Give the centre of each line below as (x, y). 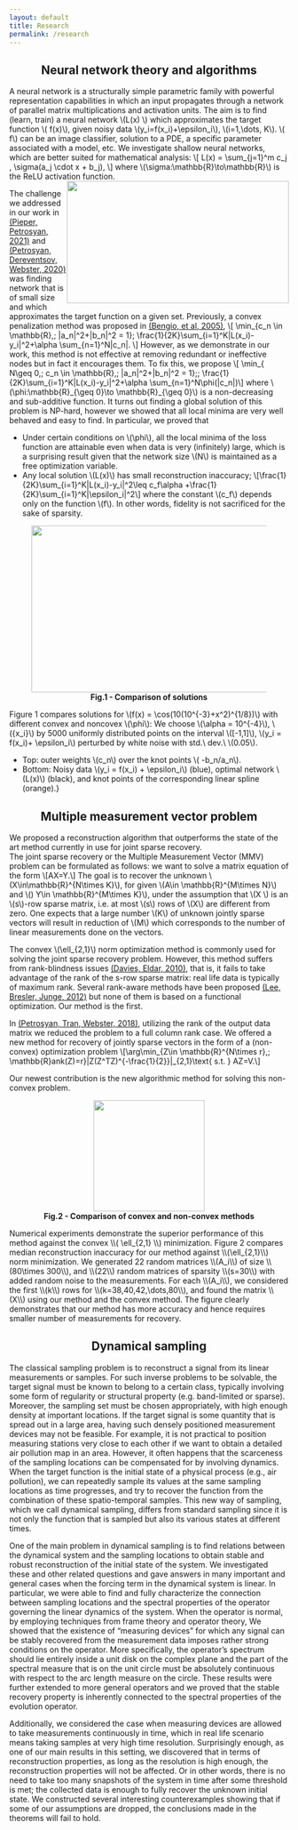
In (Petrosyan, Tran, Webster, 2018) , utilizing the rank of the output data (140, 1023)
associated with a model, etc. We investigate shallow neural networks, (137, 148)
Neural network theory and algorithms (149, 70)
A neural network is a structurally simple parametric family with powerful (142, 92)
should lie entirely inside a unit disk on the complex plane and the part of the (149, 1658)
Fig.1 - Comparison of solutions (149, 697)
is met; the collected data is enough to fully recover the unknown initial (138, 1789)
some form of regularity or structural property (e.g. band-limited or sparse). (147, 1396)
